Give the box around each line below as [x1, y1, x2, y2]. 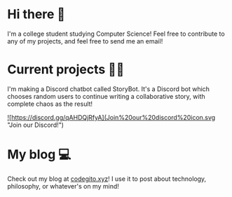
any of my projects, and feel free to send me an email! [7, 36, 163, 45]
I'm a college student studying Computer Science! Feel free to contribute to [7, 29, 226, 38]
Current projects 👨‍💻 [7, 62, 125, 78]
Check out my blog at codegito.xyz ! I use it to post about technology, [7, 175, 207, 183]
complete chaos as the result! [7, 100, 93, 108]
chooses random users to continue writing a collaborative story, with [7, 92, 205, 100]
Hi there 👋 [7, 6, 65, 22]
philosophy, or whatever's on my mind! [7, 182, 119, 190]
